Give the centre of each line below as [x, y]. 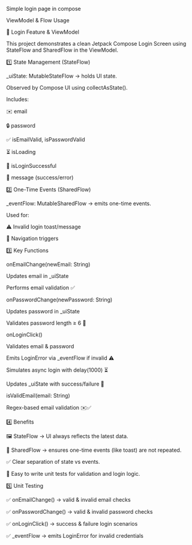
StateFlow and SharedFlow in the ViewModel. [62, 50]
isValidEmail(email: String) [38, 396]
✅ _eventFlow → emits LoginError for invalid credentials [75, 536]
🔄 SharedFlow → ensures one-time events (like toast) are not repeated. [94, 450]
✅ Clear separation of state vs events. [53, 462]
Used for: [18, 215]
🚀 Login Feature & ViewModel [43, 32]
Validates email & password [40, 346]
